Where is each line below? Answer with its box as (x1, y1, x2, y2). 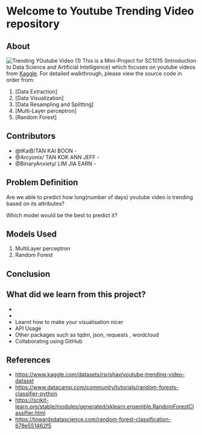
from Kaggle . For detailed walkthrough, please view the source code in (6, 70, 182, 77)
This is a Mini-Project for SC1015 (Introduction (82, 57, 197, 64)
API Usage (14, 325, 42, 332)
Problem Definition (6, 177, 78, 188)
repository (6, 17, 60, 31)
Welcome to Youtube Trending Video (6, 4, 194, 18)
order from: (6, 77, 35, 83)
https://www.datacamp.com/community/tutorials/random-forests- (14, 384, 179, 391)
